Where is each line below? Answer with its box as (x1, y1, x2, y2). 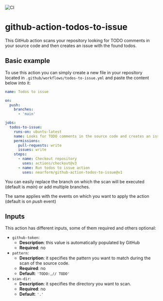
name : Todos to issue (5, 89, 49, 94)
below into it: (5, 80, 31, 86)
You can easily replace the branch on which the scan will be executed (5, 178, 145, 184)
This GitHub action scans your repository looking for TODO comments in (5, 37, 150, 43)
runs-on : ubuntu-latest (14, 129, 62, 134)
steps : (14, 152, 27, 157)
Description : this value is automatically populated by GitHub (19, 240, 140, 246)
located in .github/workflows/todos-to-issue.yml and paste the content (5, 75, 149, 80)
